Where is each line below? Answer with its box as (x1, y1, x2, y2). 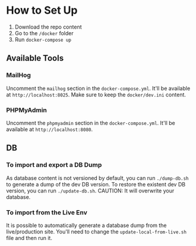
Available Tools (6, 53, 64, 63)
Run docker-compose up (14, 36, 71, 43)
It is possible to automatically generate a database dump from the (6, 222, 167, 229)
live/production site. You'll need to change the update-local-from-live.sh (6, 228, 187, 235)
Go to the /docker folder (14, 29, 74, 36)
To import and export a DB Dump (6, 161, 102, 169)
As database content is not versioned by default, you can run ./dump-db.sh (6, 174, 189, 182)
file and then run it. (6, 234, 52, 241)
